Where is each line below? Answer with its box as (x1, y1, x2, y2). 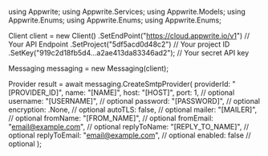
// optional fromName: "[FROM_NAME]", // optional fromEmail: (8, 113, 214, 123)
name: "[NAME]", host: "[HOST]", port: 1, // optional (65, 88, 235, 97)
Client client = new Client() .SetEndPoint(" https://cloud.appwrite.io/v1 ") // (8, 31, 250, 40)
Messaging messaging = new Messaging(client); (8, 64, 169, 73)
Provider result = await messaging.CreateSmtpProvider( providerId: (8, 80, 231, 88)
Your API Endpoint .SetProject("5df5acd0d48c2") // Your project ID (8, 39, 230, 49)
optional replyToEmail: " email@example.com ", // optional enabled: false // (8, 130, 251, 140)
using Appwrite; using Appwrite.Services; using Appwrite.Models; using (8, 7, 246, 16)
